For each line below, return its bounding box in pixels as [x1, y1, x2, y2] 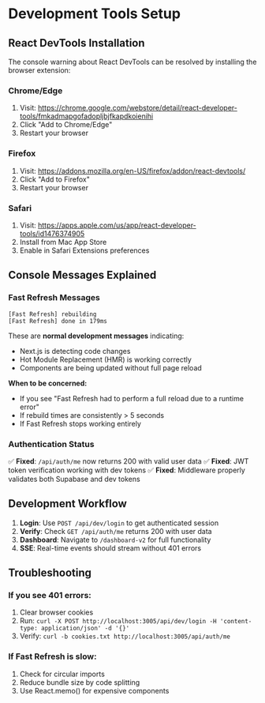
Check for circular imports [19, 669, 105, 679]
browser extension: [8, 66, 71, 75]
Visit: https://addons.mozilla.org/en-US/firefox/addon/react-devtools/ [19, 166, 246, 175]
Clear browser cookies [19, 607, 94, 617]
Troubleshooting [8, 566, 92, 580]
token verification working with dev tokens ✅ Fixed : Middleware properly [8, 465, 246, 475]
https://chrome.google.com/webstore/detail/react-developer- [38, 103, 238, 113]
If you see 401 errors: [8, 590, 92, 600]
